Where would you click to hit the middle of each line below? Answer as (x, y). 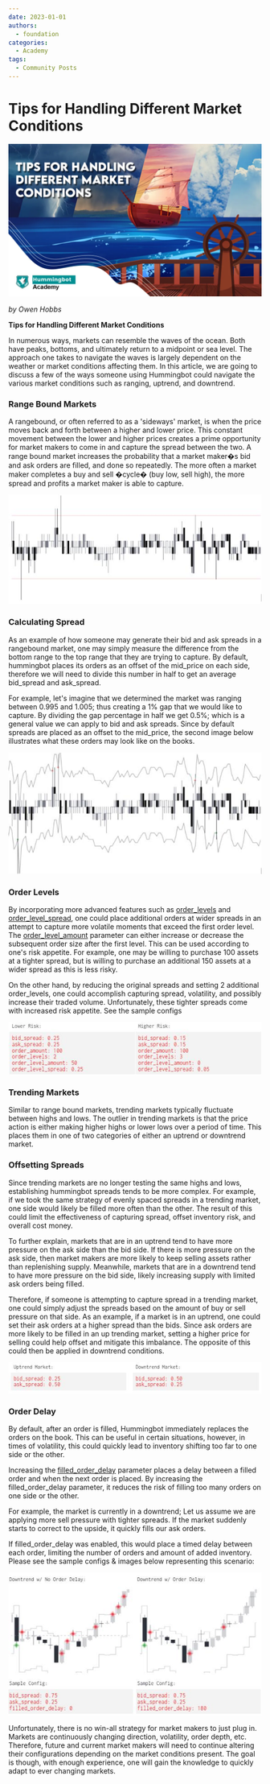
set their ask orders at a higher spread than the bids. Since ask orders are (130, 1325)
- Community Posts (47, 68)
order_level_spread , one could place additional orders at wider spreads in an (135, 919)
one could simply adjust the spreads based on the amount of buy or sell (127, 1307)
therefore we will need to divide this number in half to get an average (123, 674)
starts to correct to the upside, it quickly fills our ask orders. (107, 1529)
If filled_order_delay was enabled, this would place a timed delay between (131, 1544)
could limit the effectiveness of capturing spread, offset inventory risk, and (132, 1216)
